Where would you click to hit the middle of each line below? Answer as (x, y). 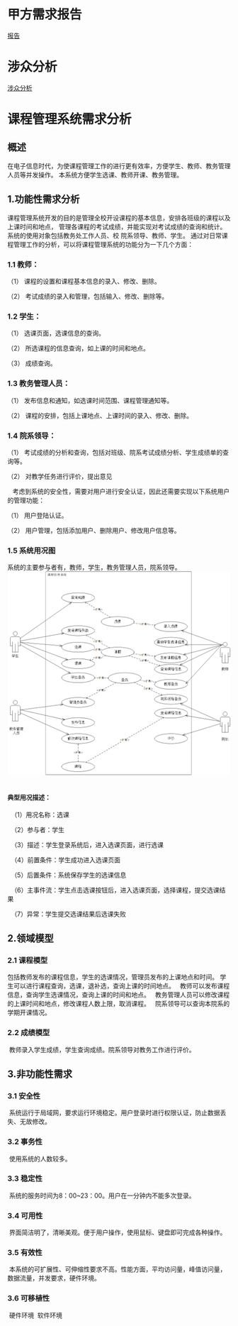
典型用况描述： (29, 797)
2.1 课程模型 (28, 960)
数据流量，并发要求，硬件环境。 (54, 1278)
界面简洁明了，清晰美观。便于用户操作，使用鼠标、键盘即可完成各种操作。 (118, 1232)
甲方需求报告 (45, 15)
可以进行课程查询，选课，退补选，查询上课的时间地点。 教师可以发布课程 (121, 986)
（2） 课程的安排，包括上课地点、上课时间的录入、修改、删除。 (100, 415)
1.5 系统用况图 (32, 551)
